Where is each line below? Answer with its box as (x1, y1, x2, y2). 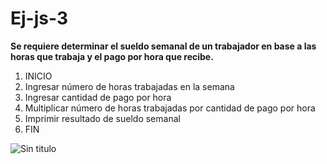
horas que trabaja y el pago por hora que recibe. (10, 50, 214, 62)
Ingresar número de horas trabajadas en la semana (24, 80, 235, 92)
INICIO (24, 70, 53, 82)
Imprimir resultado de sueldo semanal (24, 112, 181, 124)
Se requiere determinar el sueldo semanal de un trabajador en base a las (10, 40, 317, 52)
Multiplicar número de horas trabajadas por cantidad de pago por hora (24, 102, 316, 114)
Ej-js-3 (10, 7, 68, 30)
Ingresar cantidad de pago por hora (24, 91, 172, 103)
